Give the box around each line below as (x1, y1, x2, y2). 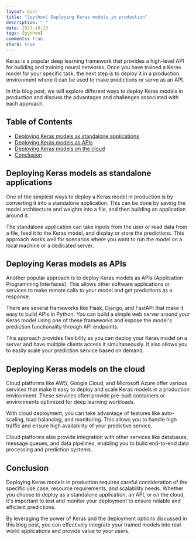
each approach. (6, 100, 44, 107)
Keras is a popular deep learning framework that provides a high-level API (6, 57, 184, 65)
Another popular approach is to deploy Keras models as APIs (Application (6, 274, 183, 282)
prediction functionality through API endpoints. (6, 323, 119, 330)
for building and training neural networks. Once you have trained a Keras (6, 63, 181, 70)
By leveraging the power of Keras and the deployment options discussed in (6, 515, 187, 522)
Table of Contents (6, 117, 73, 127)
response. (6, 293, 30, 300)
